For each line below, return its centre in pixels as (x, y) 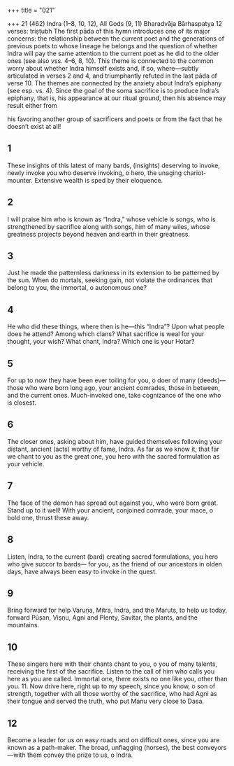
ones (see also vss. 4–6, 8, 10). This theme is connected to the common (111, 61)
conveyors (212, 747)
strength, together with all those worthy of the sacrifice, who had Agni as (112, 694)
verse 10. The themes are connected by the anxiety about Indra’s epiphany (115, 83)
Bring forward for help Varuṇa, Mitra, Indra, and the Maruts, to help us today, (117, 610)
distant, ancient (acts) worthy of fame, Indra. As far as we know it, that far (114, 449)
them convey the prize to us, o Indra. (80, 755)
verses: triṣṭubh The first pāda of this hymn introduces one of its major (109, 31)
